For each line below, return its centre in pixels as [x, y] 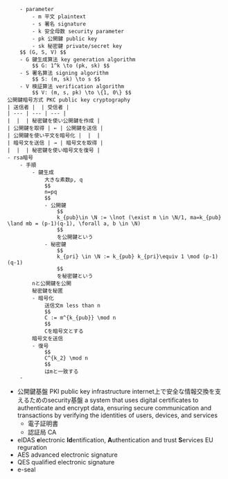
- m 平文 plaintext [59, 17]
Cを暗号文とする [64, 331]
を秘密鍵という [75, 276]
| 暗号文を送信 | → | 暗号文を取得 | [55, 143]
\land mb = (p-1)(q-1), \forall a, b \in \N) [74, 224]
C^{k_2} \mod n [66, 358]
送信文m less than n [72, 305]
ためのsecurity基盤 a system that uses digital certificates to [114, 400]
